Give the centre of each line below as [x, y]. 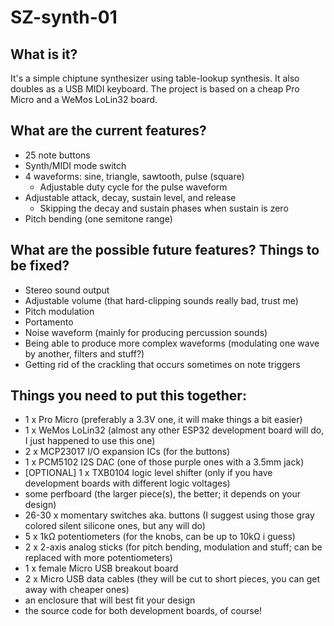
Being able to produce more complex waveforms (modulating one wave [172, 343]
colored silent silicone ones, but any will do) [115, 526]
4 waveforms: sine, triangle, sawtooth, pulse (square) [134, 176]
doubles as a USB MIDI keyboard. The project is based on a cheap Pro [155, 89]
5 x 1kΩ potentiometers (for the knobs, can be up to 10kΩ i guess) [160, 537]
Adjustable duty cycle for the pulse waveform [133, 187]
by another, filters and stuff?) [84, 353]
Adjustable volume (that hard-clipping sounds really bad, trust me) [161, 300]
